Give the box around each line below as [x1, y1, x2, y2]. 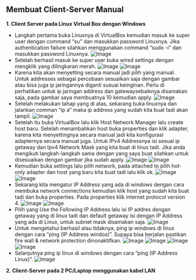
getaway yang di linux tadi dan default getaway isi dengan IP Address [14, 212, 183, 219]
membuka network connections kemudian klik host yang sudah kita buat [14, 187, 190, 194]
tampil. [14, 112, 31, 119]
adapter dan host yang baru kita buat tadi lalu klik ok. [26, 168, 154, 175]
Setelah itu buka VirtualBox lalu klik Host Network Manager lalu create [14, 118, 184, 125]
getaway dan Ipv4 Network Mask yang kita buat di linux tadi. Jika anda [14, 144, 185, 151]
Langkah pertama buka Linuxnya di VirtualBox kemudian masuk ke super [14, 32, 190, 39]
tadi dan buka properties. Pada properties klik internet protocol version [14, 193, 185, 200]
